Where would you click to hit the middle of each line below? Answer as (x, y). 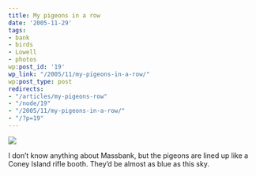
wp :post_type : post (40, 81)
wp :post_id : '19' (37, 67)
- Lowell (23, 52)
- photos (23, 60)
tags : (17, 30)
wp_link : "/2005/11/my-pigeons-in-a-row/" (79, 74)
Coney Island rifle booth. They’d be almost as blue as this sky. (109, 163)
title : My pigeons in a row (55, 15)
